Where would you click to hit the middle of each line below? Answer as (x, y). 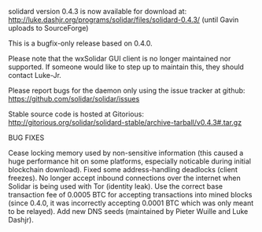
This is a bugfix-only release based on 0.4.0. (81, 43)
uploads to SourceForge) (48, 28)
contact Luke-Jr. (35, 75)
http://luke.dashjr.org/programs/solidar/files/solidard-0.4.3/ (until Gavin (124, 20)
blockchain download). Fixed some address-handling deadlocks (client (123, 169)
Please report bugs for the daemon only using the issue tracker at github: (127, 90)
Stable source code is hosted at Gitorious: (76, 114)
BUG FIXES (26, 138)
